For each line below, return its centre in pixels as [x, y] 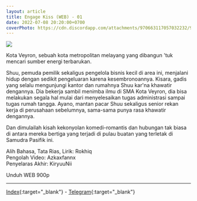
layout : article [26, 11]
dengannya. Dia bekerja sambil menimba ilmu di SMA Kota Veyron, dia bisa [96, 92]
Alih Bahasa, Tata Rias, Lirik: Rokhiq [49, 151]
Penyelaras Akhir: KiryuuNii [39, 164]
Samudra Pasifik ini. [30, 140]
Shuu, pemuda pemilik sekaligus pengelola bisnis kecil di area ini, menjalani [97, 73]
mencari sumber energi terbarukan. [49, 61]
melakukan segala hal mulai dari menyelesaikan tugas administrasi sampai [96, 98]
